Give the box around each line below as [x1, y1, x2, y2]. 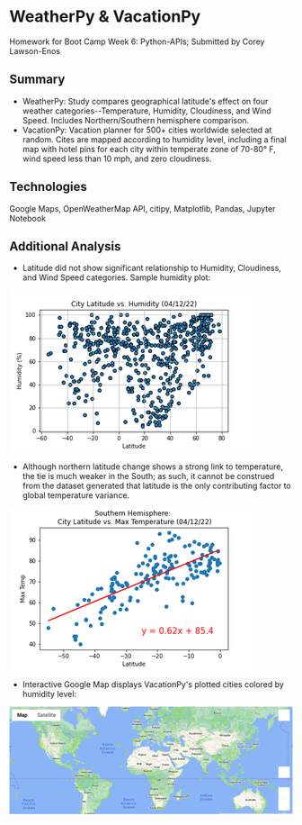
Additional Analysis [9, 239, 121, 254]
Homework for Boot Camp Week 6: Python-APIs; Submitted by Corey [9, 36, 265, 47]
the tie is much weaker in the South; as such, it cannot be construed [22, 471, 275, 482]
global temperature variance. [22, 490, 130, 501]
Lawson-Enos [9, 45, 61, 56]
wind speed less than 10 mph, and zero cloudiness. [22, 153, 212, 164]
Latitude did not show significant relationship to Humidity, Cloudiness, [22, 263, 281, 274]
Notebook [9, 213, 47, 223]
